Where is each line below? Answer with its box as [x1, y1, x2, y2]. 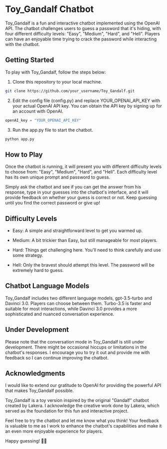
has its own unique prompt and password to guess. [5, 174, 111, 180]
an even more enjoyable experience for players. [5, 428, 103, 434]
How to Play [5, 150, 43, 158]
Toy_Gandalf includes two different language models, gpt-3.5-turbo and [5, 295, 153, 301]
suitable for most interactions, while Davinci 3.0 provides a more [5, 305, 137, 311]
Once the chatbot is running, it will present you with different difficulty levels [5, 163, 162, 169]
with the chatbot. [5, 41, 40, 47]
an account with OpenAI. [12, 108, 63, 114]
